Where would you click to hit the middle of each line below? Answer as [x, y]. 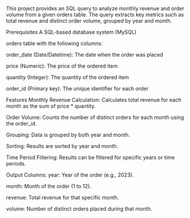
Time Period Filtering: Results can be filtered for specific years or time [91, 157]
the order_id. [21, 124]
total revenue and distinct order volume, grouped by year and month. [89, 21]
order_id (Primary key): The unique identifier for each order [77, 89]
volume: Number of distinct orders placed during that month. [79, 209]
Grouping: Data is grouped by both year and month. [68, 135]
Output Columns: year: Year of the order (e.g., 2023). [70, 175]
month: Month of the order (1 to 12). [49, 186]
